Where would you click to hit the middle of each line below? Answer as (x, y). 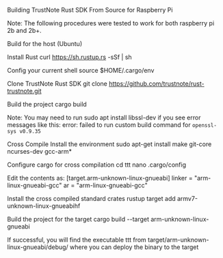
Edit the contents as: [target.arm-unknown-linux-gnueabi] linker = (100, 178)
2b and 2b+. (25, 31)
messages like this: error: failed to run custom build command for (99, 125)
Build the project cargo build (47, 104)
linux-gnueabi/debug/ (38, 247)
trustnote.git (24, 91)
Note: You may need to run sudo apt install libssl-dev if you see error (104, 117)
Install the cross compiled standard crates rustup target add (91, 199)
